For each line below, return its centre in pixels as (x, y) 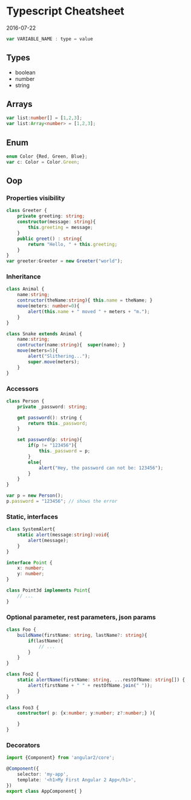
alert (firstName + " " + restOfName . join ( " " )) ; (90, 685)
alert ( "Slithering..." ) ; (59, 356)
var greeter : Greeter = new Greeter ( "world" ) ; (64, 261)
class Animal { (25, 289)
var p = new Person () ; (35, 496)
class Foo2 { (23, 674)
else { (35, 462)
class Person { (25, 401)
